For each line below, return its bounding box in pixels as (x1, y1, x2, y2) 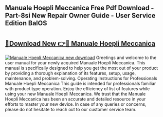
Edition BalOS (5, 19, 47, 27)
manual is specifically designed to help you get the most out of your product (5, 65, 158, 71)
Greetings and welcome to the (96, 55, 157, 60)
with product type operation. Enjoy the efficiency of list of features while (5, 86, 150, 92)
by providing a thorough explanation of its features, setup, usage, (5, 70, 136, 76)
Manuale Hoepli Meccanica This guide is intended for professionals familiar (5, 80, 156, 86)
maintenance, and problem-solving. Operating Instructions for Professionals (5, 76, 157, 81)
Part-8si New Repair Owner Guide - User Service (5, 12, 156, 20)
